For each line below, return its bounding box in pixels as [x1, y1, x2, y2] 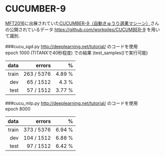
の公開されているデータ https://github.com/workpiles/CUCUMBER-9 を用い [5, 26, 160, 33]
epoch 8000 [5, 106, 31, 112]
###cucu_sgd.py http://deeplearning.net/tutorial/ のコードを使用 [5, 43, 138, 49]
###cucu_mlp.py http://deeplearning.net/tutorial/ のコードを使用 [5, 100, 138, 106]
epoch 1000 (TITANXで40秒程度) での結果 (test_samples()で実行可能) [5, 50, 148, 56]
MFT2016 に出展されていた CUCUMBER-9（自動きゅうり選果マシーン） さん [5, 20, 159, 26]
